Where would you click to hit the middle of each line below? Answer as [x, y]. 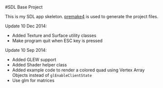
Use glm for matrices [33, 80]
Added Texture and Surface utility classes [54, 35]
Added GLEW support [34, 60]
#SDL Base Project [24, 7]
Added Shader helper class [40, 65]
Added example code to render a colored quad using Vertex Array [78, 70]
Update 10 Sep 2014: [26, 50]
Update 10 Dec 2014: [26, 26]
